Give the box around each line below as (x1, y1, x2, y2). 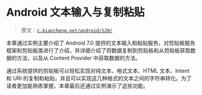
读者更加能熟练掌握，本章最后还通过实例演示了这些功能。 (6, 82, 148, 89)
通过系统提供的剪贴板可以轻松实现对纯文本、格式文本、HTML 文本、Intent (6, 67, 190, 74)
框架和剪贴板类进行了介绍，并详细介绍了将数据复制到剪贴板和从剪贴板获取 (6, 46, 191, 54)
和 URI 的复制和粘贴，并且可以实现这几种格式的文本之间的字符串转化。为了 (6, 75, 192, 82)
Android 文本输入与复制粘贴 (6, 5, 145, 19)
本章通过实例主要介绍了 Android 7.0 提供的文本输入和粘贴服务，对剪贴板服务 (6, 39, 195, 46)
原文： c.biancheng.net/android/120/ (20, 26, 113, 34)
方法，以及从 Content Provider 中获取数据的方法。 (16, 54, 141, 61)
